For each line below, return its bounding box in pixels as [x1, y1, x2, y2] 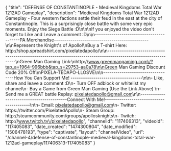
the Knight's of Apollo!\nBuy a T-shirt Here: [36, 42, 128, 48]
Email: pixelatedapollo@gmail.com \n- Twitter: [41, 102, 137, 108]
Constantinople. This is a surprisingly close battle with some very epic [5, 20, 153, 27]
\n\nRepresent [5, 42, 36, 48]
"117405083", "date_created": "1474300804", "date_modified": [5, 123, 137, 130]
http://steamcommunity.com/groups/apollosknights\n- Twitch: [5, 113, 136, 119]
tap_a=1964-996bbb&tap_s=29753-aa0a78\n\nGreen [5, 64, 117, 70]
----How [5, 75, 23, 81]
